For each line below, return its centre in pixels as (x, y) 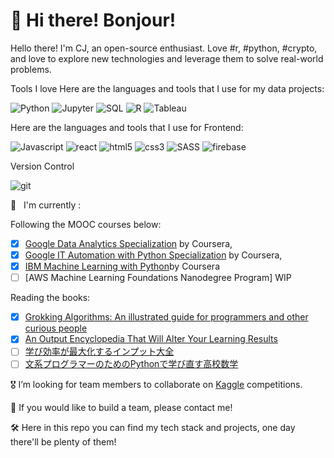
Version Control (42, 166)
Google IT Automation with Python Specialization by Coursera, (153, 255)
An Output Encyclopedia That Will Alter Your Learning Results (151, 339)
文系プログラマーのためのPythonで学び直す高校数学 (131, 364)
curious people (56, 328)
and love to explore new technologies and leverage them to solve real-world (167, 58)
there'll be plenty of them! (63, 442)
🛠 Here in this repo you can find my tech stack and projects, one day (153, 428)
